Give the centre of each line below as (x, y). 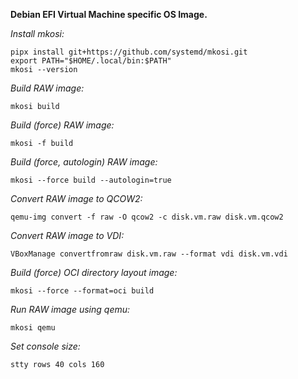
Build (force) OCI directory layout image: (94, 272)
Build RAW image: (47, 88)
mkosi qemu (33, 328)
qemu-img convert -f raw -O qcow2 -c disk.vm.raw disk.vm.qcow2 (147, 217)
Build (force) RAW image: (62, 125)
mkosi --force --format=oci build (82, 291)
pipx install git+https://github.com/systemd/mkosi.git (129, 52)
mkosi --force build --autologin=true (91, 180)
